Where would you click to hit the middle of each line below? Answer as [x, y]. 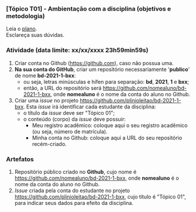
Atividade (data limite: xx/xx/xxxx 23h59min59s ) [77, 50]
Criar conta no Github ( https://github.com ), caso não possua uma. [94, 63]
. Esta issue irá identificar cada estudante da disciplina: [90, 107]
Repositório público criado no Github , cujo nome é [75, 172]
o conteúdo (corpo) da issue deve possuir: [74, 119]
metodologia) [25, 16]
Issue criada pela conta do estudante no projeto [72, 190]
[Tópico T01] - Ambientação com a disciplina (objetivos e [89, 9]
